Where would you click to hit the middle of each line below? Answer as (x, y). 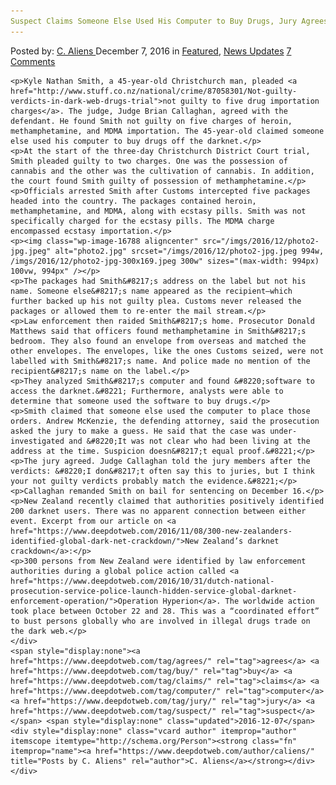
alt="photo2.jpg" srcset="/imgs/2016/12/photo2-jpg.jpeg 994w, (189, 251)
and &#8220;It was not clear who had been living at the (189, 441)
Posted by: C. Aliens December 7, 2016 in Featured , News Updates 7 (151, 51)
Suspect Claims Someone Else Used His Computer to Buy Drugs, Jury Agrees (169, 21)
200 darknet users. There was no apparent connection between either (158, 511)
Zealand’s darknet (241, 541)
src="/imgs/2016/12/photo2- (261, 241)
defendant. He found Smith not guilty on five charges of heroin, (151, 121)
